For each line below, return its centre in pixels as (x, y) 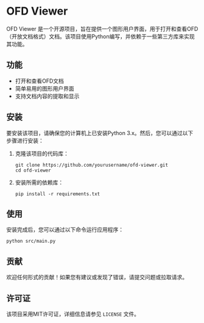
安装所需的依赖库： (39, 182)
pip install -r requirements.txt (58, 194)
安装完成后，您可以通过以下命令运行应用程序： (65, 230)
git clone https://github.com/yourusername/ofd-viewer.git (92, 165)
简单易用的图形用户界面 (44, 88)
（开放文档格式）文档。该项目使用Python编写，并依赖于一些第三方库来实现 (100, 36)
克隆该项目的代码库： (42, 153)
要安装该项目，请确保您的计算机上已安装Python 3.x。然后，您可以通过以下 (100, 133)
